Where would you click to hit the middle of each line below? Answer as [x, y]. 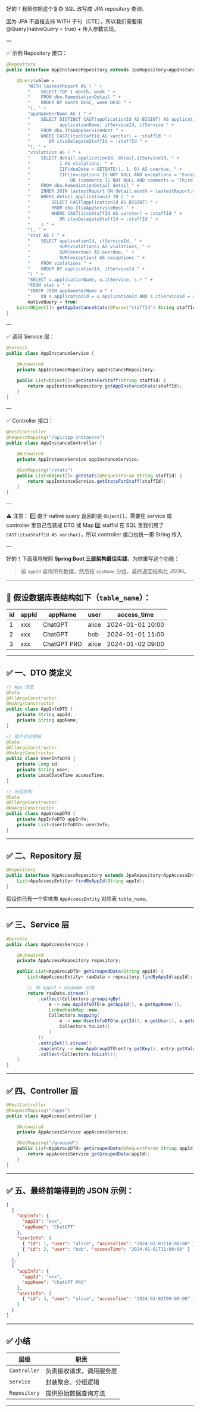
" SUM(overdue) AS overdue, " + [81, 252]
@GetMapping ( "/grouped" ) [48, 1143]
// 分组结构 [19, 791]
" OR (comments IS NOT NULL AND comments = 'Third [110, 180]
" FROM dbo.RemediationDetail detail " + [84, 186]
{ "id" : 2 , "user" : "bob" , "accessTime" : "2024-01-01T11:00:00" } [106, 1249]
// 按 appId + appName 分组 [61, 988]
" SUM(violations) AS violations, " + [89, 246]
